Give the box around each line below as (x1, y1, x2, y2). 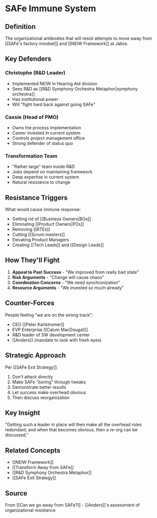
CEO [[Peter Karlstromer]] (12, 321, 64, 327)
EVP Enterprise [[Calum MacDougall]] (12, 327, 88, 332)
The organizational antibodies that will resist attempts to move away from (5, 35, 152, 41)
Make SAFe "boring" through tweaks (12, 379, 86, 385)
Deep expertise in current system (12, 174, 79, 180)
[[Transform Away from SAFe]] (12, 465, 74, 471)
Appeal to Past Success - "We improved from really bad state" (12, 269, 139, 275)
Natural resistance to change (12, 179, 71, 185)
